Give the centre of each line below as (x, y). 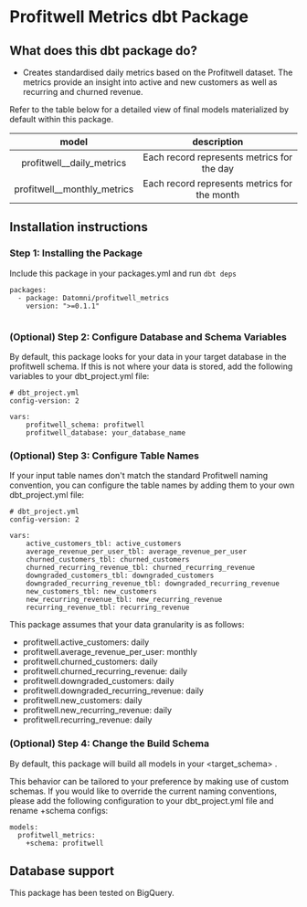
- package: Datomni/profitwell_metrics (94, 298)
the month (218, 195)
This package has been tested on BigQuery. (92, 893)
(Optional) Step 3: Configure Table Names (104, 456)
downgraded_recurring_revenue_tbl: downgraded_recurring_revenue (153, 584)
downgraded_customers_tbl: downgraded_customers (120, 576)
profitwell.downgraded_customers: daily (98, 681)
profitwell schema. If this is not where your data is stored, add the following (151, 366)
